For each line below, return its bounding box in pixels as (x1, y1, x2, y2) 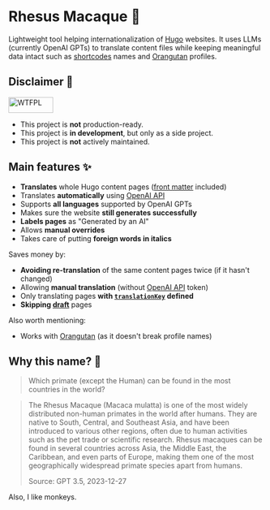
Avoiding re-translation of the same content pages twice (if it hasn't (19, 265, 250, 274)
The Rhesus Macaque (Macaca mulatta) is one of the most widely (28, 400, 249, 410)
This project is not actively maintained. (19, 136, 150, 146)
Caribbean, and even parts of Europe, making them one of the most (28, 452, 254, 462)
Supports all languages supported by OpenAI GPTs (19, 199, 192, 209)
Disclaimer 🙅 (8, 75, 74, 89)
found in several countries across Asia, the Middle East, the (28, 443, 227, 453)
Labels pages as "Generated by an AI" (19, 216, 150, 226)
